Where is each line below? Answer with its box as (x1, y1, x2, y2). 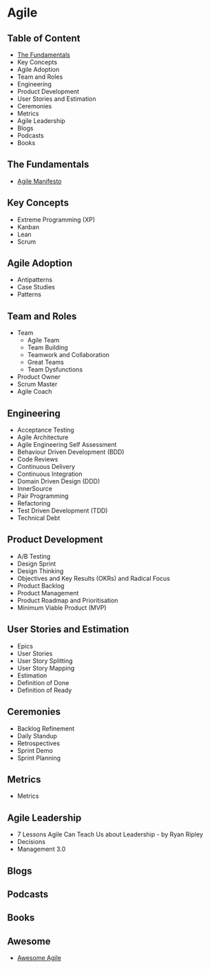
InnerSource (17, 485, 53, 493)
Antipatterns (17, 276, 53, 284)
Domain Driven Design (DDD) (17, 477, 101, 486)
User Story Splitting (17, 656, 73, 664)
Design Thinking (17, 566, 64, 575)
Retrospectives (17, 739, 61, 747)
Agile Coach (17, 387, 52, 396)
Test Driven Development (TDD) (17, 506, 108, 515)
